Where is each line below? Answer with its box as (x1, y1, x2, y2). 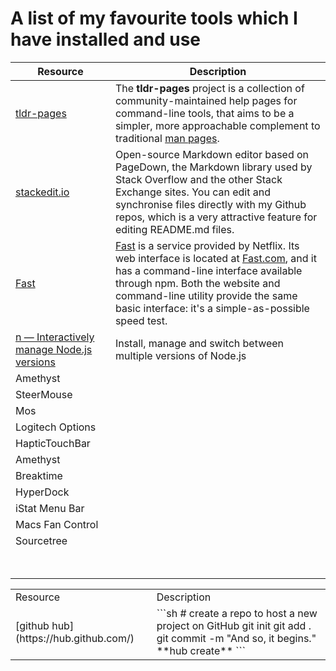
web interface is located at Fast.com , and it (114, 251, 317, 265)
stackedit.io (15, 185, 70, 199)
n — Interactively (15, 330, 95, 344)
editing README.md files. (114, 222, 235, 236)
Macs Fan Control (15, 517, 99, 531)
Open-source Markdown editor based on (114, 147, 310, 161)
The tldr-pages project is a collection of (114, 81, 305, 95)
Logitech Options (15, 420, 97, 434)
